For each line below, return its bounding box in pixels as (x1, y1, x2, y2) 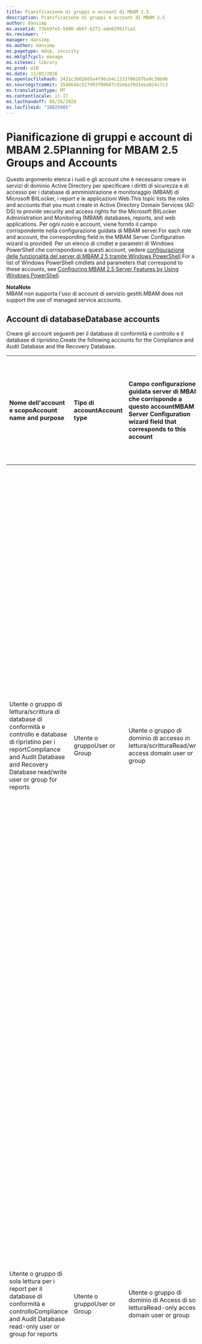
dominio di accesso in (128, 734, 191, 742)
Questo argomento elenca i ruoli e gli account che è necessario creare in (6, 176, 186, 183)
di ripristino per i (9, 737, 56, 746)
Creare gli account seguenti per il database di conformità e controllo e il (6, 330, 184, 337)
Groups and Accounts (6, 156, 118, 170)
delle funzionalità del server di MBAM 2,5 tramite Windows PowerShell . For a (6, 253, 195, 260)
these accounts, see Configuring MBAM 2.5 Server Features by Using (6, 266, 179, 273)
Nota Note (6, 284, 31, 291)
